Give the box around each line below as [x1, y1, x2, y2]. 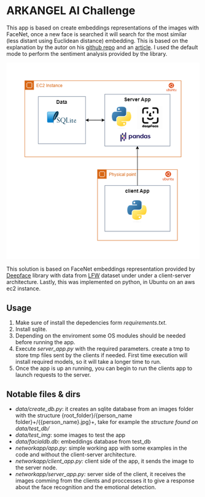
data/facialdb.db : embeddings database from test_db [15, 438, 151, 445]
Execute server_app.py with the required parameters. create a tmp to [15, 345, 190, 353]
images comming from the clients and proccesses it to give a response [15, 477, 195, 485]
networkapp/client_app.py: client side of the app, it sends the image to [15, 458, 195, 465]
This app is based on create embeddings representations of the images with [6, 24, 199, 31]
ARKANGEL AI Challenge [6, 4, 136, 18]
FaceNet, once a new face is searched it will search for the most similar [6, 30, 187, 37]
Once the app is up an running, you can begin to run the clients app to [15, 364, 193, 372]
